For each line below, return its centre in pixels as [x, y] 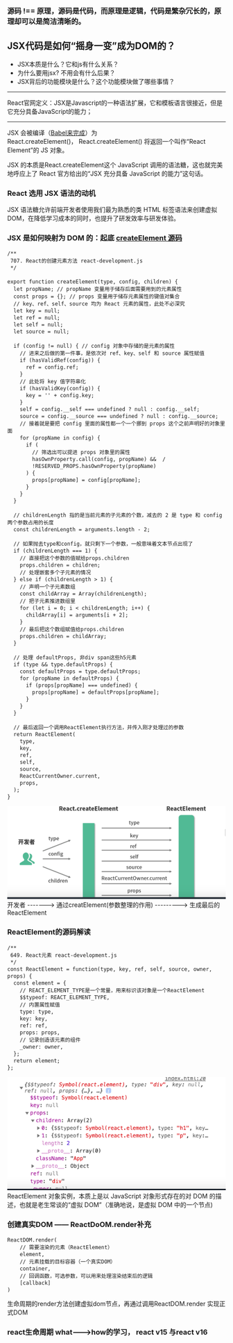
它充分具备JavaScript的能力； [50, 111]
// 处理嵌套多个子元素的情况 [55, 573]
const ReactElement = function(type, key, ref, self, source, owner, [110, 969]
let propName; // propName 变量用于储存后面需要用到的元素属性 [98, 290]
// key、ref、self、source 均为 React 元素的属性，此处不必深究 [99, 304]
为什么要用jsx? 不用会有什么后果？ [66, 73]
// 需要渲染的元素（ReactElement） [66, 1248]
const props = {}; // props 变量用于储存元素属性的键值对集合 [97, 297]
